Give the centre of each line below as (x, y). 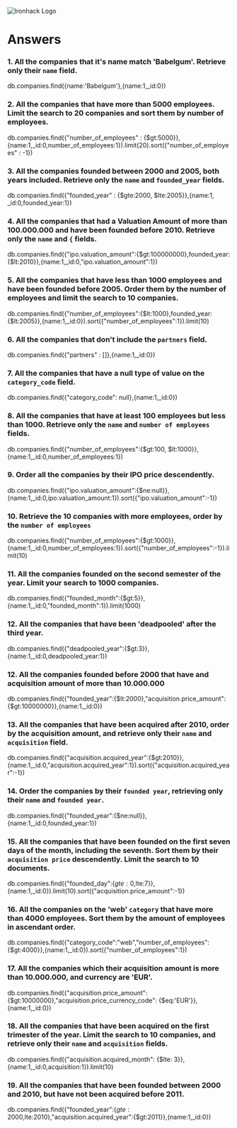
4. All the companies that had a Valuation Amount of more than (117, 221)
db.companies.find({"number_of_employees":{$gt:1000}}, (92, 541)
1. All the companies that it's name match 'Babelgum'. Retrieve (117, 62)
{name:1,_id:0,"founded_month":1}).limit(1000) (74, 605)
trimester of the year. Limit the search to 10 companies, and (111, 1035)
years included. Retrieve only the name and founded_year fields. (116, 179)
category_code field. (41, 381)
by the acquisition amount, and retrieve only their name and (110, 733)
